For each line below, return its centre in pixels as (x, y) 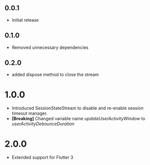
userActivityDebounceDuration (43, 124)
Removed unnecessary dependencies (50, 47)
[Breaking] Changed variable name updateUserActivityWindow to (78, 119)
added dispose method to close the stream (55, 75)
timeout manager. (30, 113)
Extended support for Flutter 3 (42, 158)
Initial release (25, 20)
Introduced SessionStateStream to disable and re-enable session (77, 108)
